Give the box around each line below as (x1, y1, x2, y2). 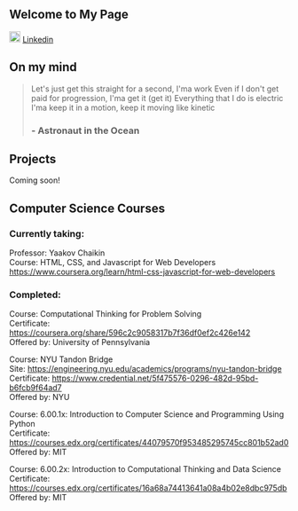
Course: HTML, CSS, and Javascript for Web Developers (9, 257, 216, 268)
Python (9, 419, 35, 429)
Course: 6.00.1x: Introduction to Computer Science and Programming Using (9, 409, 285, 420)
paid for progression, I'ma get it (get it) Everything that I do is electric (30, 92, 284, 103)
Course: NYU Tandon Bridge (9, 354, 114, 365)
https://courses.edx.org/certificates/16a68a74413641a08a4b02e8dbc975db (9, 483, 287, 493)
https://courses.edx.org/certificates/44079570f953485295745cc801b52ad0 (9, 437, 289, 448)
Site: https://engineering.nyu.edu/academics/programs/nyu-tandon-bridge (9, 364, 282, 374)
